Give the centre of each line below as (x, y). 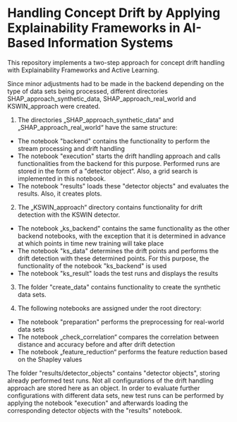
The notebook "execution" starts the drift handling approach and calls (119, 156)
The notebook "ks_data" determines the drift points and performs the (118, 251)
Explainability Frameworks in (94, 28)
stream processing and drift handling (71, 148)
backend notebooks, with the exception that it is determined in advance (121, 236)
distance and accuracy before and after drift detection (96, 344)
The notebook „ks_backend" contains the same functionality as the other (123, 228)
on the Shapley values (50, 359)
